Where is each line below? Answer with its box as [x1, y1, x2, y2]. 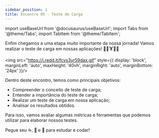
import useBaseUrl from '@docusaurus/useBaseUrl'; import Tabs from [5, 25, 148, 31]
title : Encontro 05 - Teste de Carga [5, 12, 83, 17]
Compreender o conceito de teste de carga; [12, 87, 102, 93]
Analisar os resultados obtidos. [12, 102, 76, 108]
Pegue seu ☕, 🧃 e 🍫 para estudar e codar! [5, 127, 90, 133]
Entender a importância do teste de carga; [12, 92, 99, 98]
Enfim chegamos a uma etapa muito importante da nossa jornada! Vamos [5, 40, 155, 46]
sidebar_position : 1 [5, 7, 48, 12]
